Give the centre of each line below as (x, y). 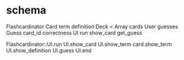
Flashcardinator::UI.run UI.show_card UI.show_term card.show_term (89, 44)
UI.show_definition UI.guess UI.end (49, 50)
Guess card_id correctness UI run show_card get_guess (74, 32)
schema (26, 10)
